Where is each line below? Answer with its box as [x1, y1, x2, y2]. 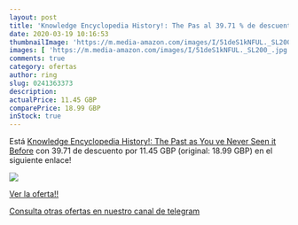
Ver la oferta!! [9, 189, 59, 199]
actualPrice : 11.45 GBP [9, 95, 98, 105]
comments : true [9, 54, 66, 63]
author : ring [9, 71, 58, 80]
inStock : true [9, 112, 62, 120]
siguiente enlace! [9, 155, 72, 166]
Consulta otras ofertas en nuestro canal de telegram [9, 206, 200, 217]
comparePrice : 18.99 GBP [9, 104, 101, 112]
